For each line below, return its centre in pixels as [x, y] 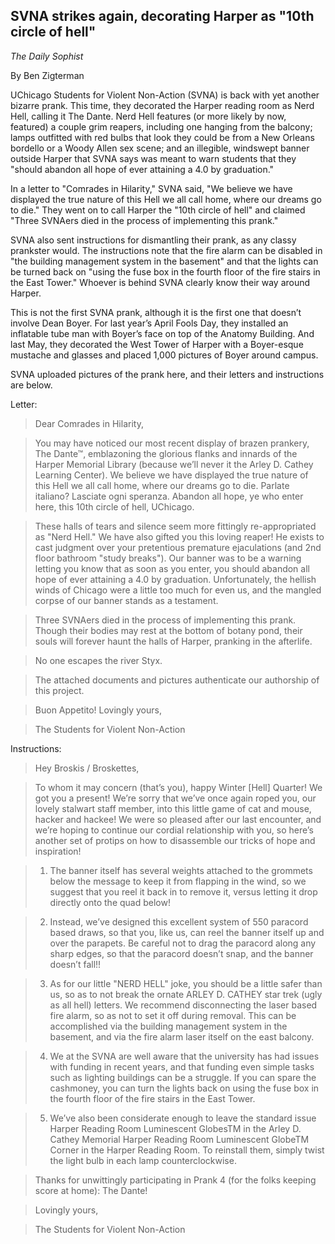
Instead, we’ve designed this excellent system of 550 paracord [179, 921]
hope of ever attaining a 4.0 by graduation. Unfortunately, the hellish [175, 579]
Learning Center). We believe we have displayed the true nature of [171, 475]
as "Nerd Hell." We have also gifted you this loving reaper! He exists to [179, 536]
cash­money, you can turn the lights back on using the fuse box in [184, 1088]
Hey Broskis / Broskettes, [87, 768]
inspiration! [58, 851]
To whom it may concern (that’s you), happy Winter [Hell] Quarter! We [178, 787]
